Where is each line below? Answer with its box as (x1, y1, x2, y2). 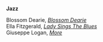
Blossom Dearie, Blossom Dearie (6, 17, 87, 23)
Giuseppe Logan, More (6, 29, 63, 36)
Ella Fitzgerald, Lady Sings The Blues (6, 23, 97, 30)
